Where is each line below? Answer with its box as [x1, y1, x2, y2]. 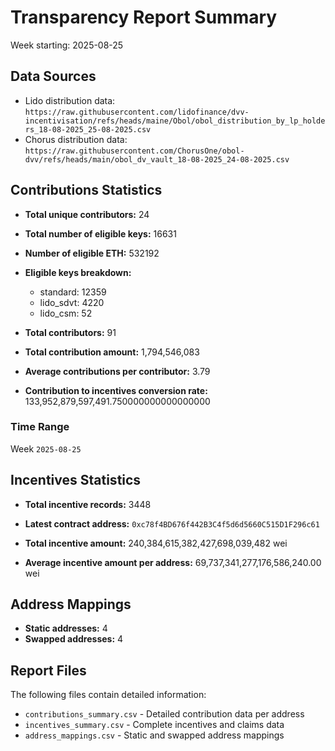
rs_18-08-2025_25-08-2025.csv [24, 124, 152, 135]
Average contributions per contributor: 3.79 [24, 365, 211, 377]
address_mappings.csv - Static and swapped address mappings [24, 729, 285, 741]
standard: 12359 [39, 286, 107, 298]
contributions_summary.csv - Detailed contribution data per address [24, 708, 305, 720]
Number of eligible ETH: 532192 [24, 247, 160, 259]
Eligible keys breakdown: [24, 266, 132, 278]
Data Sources [10, 68, 97, 85]
